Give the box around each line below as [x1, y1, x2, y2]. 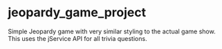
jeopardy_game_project [8, 5, 147, 20]
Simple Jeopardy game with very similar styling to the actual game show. [8, 27, 216, 35]
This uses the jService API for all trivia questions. [8, 34, 147, 42]
